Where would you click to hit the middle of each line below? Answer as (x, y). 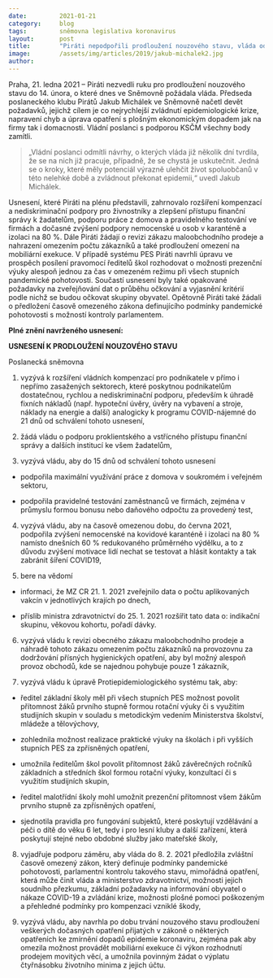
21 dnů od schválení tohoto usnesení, (82, 420)
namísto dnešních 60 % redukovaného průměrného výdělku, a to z (132, 542)
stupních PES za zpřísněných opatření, (85, 748)
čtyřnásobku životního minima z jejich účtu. (93, 965)
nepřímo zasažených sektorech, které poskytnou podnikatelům (126, 386)
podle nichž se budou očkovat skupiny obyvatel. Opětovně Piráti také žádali (135, 297)
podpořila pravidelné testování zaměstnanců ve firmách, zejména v (132, 501)
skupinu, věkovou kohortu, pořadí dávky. (88, 624)
